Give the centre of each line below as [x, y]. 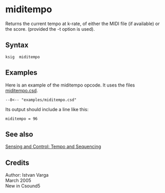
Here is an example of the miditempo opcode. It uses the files [70, 85]
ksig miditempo [23, 57]
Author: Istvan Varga [27, 175]
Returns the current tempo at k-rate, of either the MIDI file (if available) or [82, 24]
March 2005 [18, 181]
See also [19, 134]
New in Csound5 [23, 186]
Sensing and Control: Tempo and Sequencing [53, 146]
